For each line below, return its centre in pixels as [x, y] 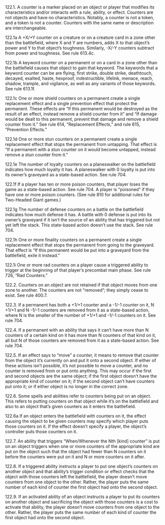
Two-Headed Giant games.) [33, 200]
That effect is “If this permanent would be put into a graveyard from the [77, 250]
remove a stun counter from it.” [37, 155]
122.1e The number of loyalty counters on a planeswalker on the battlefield [80, 164]
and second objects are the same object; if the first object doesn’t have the [81, 376]
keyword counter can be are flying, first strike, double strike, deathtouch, [79, 73]
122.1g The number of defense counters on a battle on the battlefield [74, 209]
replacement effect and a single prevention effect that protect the [71, 103]
